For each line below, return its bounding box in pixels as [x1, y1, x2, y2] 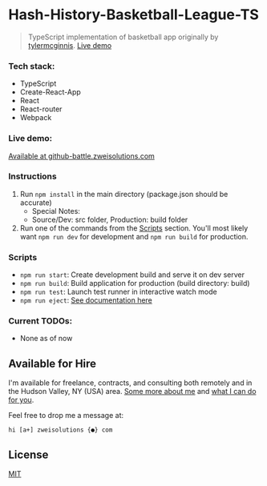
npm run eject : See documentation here [19, 295, 152, 305]
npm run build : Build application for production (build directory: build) [19, 279, 250, 288]
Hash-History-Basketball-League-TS [8, 6, 259, 24]
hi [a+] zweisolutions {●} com [8, 426, 113, 434]
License [8, 448, 49, 461]
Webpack [19, 113, 52, 123]
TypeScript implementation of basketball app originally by [27, 32, 219, 42]
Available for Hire [8, 356, 97, 370]
